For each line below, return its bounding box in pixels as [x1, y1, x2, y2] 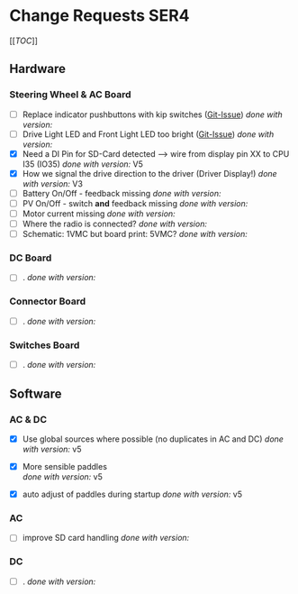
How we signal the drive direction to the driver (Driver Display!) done [22, 168, 277, 178]
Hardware [9, 61, 66, 77]
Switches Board [9, 339, 80, 352]
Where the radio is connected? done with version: [22, 218, 207, 230]
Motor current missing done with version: [22, 208, 176, 219]
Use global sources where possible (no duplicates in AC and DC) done [22, 434, 284, 444]
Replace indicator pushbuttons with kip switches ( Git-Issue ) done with [22, 109, 283, 120]
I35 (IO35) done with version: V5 [22, 159, 144, 169]
